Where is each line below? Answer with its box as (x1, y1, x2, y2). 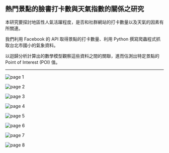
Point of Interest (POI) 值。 (5, 59, 60, 65)
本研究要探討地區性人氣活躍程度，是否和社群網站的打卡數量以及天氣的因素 (5, 19, 159, 25)
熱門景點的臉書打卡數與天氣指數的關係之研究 (5, 5, 144, 14)
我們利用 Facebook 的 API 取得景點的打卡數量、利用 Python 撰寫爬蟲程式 (5, 36, 156, 42)
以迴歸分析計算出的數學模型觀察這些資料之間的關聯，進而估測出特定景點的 (5, 53, 159, 59)
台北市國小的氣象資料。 (9, 42, 58, 48)
